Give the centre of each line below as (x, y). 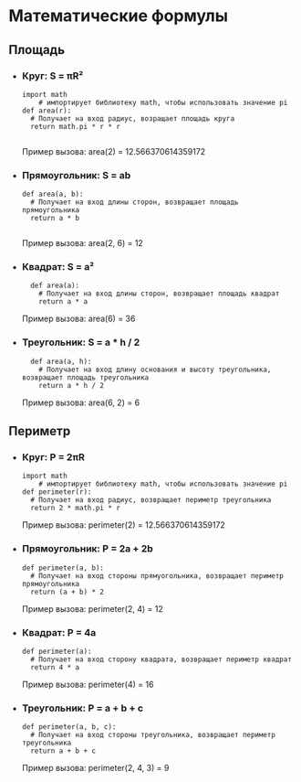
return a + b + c (63, 751)
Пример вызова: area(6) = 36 (78, 319)
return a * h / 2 (71, 385)
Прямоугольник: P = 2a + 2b (88, 549)
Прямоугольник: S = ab (76, 175)
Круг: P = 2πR (53, 457)
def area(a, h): (61, 361)
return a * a (63, 302)
